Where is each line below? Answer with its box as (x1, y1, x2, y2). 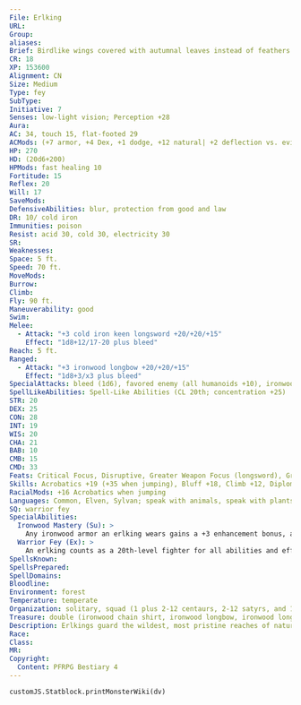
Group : (9, 30, 34, 39)
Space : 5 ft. (9, 254, 58, 264)
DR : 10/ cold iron (9, 212, 78, 222)
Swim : (9, 313, 30, 322)
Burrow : (9, 279, 39, 288)
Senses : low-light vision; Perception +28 (9, 113, 170, 122)
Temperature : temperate (9, 597, 99, 606)
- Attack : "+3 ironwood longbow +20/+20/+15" (17, 363, 191, 372)
